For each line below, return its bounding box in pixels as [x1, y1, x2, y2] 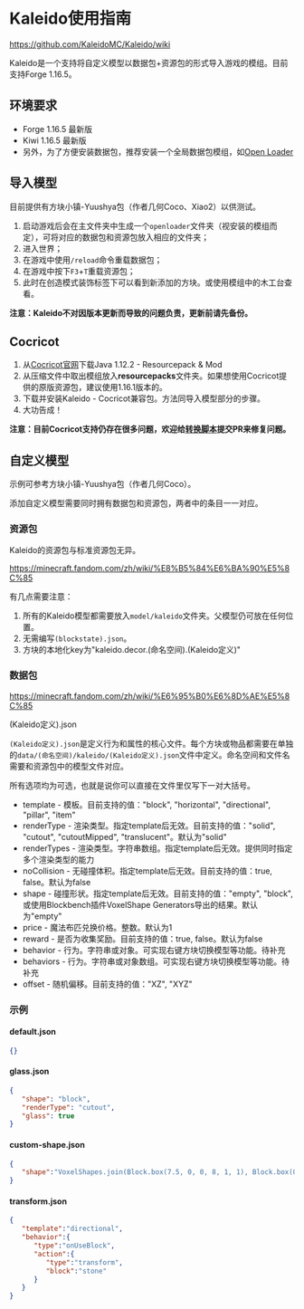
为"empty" [22, 911, 62, 922]
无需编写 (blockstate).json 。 [22, 633, 132, 644]
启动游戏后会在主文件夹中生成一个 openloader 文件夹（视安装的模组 [22, 220, 270, 231]
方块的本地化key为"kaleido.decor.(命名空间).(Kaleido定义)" [22, 645, 242, 655]
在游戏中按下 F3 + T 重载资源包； [22, 265, 136, 276]
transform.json [9, 1196, 68, 1207]
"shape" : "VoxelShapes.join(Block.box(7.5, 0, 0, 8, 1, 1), [21, 1168, 249, 1177]
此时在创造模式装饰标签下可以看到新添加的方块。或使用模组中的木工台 [22, 277, 285, 288]
